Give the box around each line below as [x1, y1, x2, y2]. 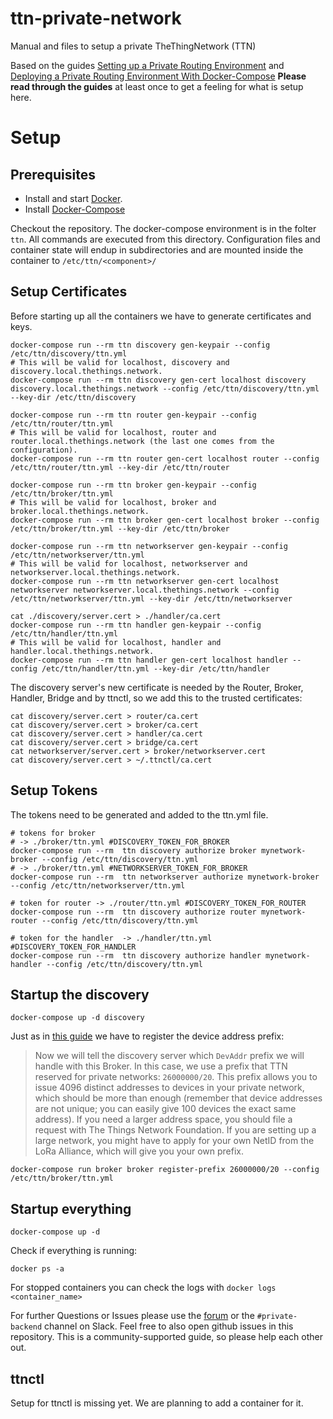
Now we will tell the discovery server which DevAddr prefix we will [34, 1050, 305, 1062]
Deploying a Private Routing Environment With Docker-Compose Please [10, 70, 307, 82]
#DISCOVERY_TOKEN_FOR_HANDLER [10, 942, 137, 952]
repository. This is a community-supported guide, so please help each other [10, 1331, 324, 1343]
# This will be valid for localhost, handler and [10, 637, 222, 647]
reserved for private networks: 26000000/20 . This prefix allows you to [34, 1071, 318, 1083]
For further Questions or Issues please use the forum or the [10, 1310, 255, 1322]
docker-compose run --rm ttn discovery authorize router [10, 907, 257, 917]
